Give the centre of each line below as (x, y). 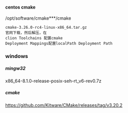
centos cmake (20, 7)
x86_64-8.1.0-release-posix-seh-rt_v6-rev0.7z (53, 81)
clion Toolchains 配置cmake (34, 38)
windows (17, 56)
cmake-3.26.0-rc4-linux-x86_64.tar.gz (46, 28)
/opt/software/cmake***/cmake (38, 18)
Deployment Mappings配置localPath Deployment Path (59, 44)
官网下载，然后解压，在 (26, 33)
